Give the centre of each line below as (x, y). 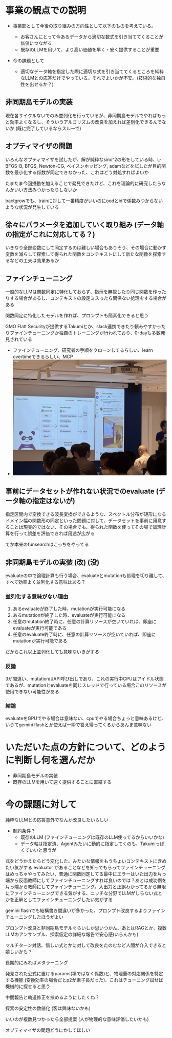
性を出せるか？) (37, 84)
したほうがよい (48, 917)
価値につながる (36, 43)
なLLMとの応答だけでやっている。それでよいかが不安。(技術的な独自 (93, 78)
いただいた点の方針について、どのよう (86, 748)
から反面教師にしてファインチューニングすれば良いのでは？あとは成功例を (88, 880)
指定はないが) (53, 501)
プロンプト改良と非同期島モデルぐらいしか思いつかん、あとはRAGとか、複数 (86, 928)
